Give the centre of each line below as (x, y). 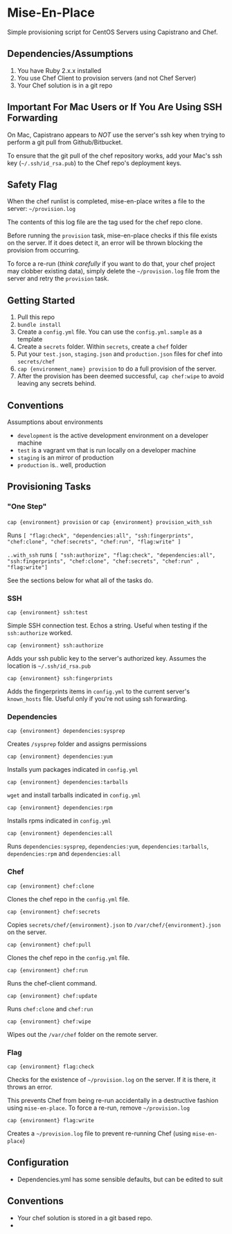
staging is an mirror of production (65, 457)
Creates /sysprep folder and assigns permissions (77, 744)
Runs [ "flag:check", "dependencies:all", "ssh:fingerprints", (100, 535)
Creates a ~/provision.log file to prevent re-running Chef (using (99, 1133)
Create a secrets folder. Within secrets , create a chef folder (102, 347)
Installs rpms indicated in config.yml (59, 821)
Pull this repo (36, 317)
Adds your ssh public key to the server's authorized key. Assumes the (107, 658)
